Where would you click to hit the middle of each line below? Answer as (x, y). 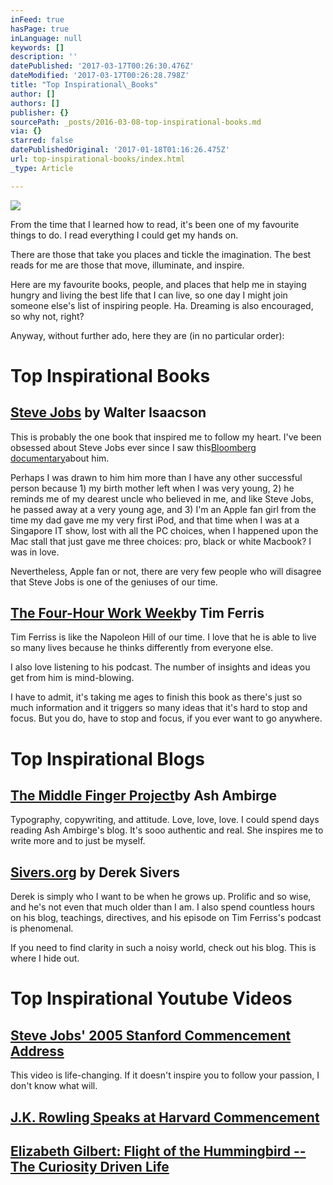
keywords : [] (37, 47)
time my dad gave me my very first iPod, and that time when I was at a (155, 520)
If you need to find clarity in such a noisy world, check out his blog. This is (163, 948)
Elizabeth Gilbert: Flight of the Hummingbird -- (158, 1151)
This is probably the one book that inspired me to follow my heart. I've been (166, 437)
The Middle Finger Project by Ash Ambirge (144, 796)
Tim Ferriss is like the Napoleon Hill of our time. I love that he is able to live (163, 637)
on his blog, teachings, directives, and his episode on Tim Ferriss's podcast (166, 918)
